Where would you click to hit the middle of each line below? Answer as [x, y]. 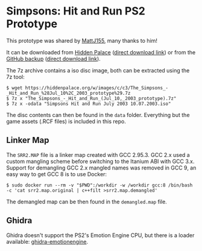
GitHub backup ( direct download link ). [53, 59]
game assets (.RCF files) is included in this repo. [66, 121]
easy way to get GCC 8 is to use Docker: [57, 174]
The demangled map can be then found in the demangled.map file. [87, 202]
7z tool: [16, 77]
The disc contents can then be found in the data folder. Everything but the [98, 115]
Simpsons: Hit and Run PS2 [76, 11]
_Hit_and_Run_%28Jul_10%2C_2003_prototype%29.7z [68, 93]
